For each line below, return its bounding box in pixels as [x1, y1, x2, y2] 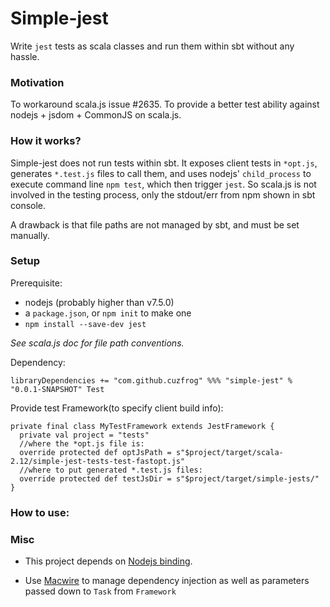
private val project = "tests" [19, 430, 150, 440]
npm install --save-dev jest [24, 319, 147, 329]
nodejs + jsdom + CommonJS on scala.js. [10, 109, 182, 121]
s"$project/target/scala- [175, 447, 284, 457]
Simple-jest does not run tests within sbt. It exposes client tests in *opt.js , [10, 157, 318, 169]
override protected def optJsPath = [19, 447, 172, 457]
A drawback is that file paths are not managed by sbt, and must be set [10, 218, 300, 231]
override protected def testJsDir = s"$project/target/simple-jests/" [19, 473, 320, 484]
